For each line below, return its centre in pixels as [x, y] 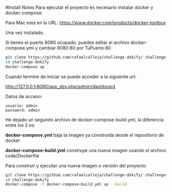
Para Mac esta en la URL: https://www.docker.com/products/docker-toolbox [86, 23]
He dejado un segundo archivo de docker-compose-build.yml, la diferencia [84, 119]
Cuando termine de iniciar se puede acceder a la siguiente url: [71, 77]
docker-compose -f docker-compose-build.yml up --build [66, 184]
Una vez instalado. [25, 32]
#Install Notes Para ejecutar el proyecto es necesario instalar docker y [79, 7]
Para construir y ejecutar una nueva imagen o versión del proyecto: [76, 165]
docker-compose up [25, 67]
